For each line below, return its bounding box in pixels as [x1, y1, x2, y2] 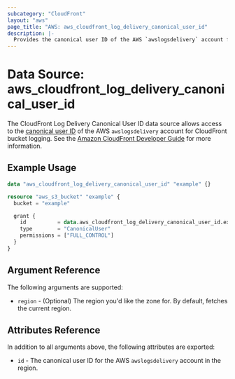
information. [7, 142, 43, 151]
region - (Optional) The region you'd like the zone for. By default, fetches [17, 296, 228, 305]
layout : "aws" [7, 17, 49, 24]
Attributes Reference [7, 324, 101, 336]
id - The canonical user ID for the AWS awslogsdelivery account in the [17, 357, 222, 365]
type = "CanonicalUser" [20, 226, 111, 233]
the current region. [17, 304, 72, 312]
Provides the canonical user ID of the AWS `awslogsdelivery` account [13, 36, 224, 43]
